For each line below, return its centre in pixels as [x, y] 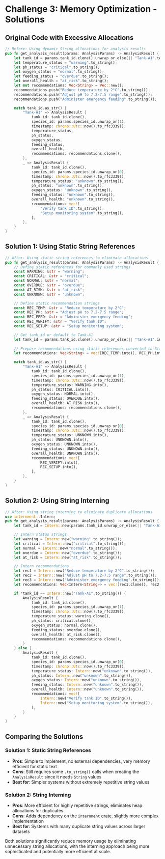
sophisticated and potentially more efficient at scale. [58, 852]
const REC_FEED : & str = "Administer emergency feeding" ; [73, 317]
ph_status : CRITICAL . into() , [61, 389]
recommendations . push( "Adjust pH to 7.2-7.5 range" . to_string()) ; [83, 94]
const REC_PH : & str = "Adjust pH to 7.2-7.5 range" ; [69, 312]
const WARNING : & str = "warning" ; [49, 272]
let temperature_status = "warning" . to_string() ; [66, 62]
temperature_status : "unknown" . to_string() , [78, 181]
